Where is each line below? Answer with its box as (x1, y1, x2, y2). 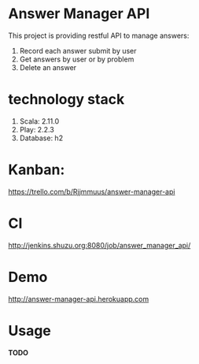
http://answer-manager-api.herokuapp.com (8, 294, 149, 303)
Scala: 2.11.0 (19, 116, 60, 126)
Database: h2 (19, 133, 64, 143)
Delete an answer (19, 62, 77, 72)
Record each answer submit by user (19, 46, 137, 55)
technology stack (8, 91, 125, 109)
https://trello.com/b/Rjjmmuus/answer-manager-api (8, 187, 175, 196)
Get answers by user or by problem (19, 54, 135, 64)
